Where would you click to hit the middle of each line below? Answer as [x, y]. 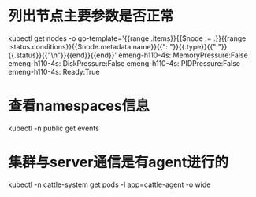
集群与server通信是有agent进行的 [118, 162]
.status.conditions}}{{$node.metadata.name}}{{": [88, 46]
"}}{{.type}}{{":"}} [198, 46]
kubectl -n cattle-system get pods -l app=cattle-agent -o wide [109, 184]
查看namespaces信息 [79, 106]
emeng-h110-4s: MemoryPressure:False [183, 55]
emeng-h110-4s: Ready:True [54, 71]
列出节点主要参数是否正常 [91, 16]
